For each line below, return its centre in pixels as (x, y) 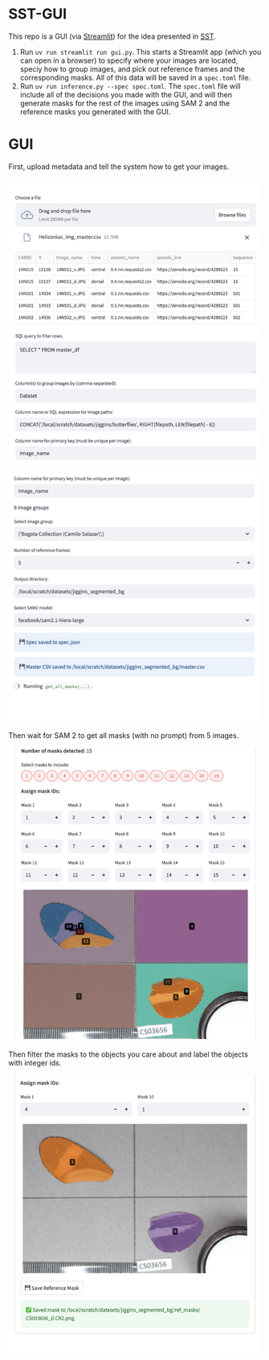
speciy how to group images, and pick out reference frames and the (132, 68)
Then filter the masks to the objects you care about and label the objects (128, 1054)
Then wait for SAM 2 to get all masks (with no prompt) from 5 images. (124, 735)
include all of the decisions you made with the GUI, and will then (126, 94)
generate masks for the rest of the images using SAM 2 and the (125, 103)
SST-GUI (38, 14)
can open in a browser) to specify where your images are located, (129, 60)
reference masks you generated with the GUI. (95, 111)
